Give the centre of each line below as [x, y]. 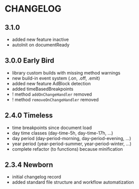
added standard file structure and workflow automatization [73, 182]
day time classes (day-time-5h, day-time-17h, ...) [62, 133]
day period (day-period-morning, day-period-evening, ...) [72, 138]
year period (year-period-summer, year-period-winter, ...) [72, 144]
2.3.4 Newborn [29, 165]
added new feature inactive [40, 39]
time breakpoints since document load [52, 128]
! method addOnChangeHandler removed [52, 94]
